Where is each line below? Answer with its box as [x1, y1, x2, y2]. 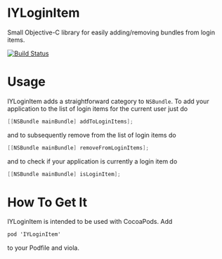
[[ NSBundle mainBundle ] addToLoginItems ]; [7, 118, 133, 125]
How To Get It [7, 194, 88, 210]
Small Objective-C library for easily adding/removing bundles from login [7, 28, 216, 36]
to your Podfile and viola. [7, 244, 79, 252]
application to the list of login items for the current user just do [7, 104, 188, 113]
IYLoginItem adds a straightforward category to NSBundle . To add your [7, 97, 209, 105]
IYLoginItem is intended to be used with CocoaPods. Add [7, 218, 173, 226]
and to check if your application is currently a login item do [7, 157, 178, 166]
